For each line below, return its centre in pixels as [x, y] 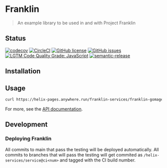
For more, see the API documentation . [44, 109]
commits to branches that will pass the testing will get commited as [74, 155]
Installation [23, 71]
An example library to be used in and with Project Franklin [76, 23]
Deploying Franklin [28, 139]
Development [27, 125]
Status [16, 38]
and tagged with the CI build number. [97, 160]
